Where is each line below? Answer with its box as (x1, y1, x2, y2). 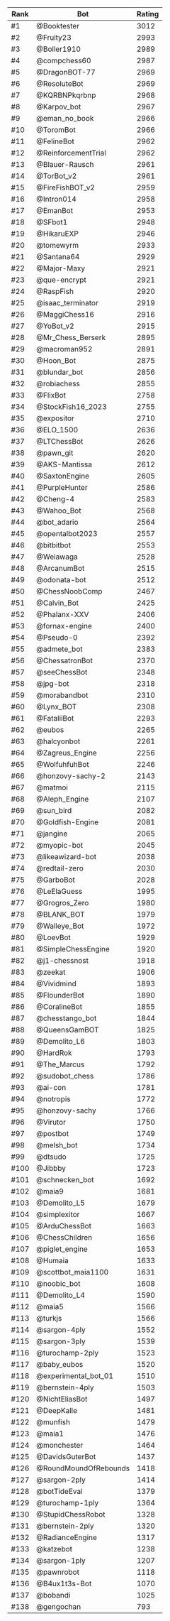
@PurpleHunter (36, 483, 88, 492)
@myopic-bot (36, 841, 84, 850)
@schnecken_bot (36, 1175, 94, 1184)
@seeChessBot (36, 667, 88, 677)
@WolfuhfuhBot (36, 760, 90, 769)
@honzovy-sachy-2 (36, 771, 106, 780)
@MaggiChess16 (36, 310, 94, 319)
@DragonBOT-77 (36, 67, 96, 77)
